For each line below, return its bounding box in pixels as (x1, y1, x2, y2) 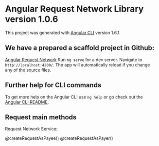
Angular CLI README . (5, 99, 49, 105)
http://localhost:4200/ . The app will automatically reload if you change (5, 62, 150, 67)
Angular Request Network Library (5, 3, 144, 15)
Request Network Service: (5, 126, 58, 132)
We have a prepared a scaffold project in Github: (5, 44, 155, 52)
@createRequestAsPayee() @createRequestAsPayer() (5, 135, 113, 141)
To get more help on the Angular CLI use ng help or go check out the (5, 94, 143, 100)
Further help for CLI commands (5, 81, 102, 89)
